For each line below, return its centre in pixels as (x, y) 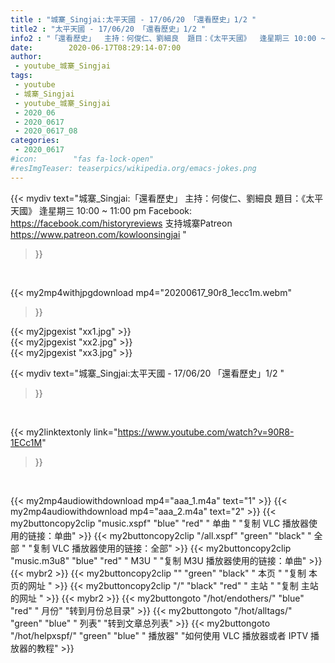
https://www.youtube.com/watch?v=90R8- (206, 432)
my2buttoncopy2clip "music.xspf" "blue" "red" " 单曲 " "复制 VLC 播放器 (160, 523)
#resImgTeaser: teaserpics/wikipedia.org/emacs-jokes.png (133, 168)
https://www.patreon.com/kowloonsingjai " (98, 234)
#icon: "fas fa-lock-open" (82, 159)
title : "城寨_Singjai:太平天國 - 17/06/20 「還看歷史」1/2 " (133, 19)
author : (26, 57)
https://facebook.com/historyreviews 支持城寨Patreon (121, 223)
